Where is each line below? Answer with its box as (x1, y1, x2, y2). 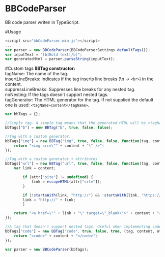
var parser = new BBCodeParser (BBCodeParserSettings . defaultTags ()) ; (5, 47, 151, 52)
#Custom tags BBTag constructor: (5, 65, 75, 71)
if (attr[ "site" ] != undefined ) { (23, 175, 93, 180)
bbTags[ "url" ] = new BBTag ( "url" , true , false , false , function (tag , (5, 161, 151, 166)
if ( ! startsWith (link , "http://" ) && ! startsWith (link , (23, 193, 139, 197)
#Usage (5, 29, 21, 34)
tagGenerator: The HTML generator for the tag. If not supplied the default (5, 97, 154, 103)
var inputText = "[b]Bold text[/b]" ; (5, 52, 82, 57)
